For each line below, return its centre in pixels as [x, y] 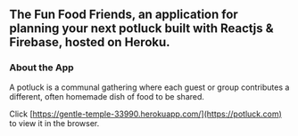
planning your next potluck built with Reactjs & [141, 29]
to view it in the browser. [54, 123]
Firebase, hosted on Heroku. [90, 42]
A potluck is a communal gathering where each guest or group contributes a [149, 87]
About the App [41, 68]
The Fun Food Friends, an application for [124, 15]
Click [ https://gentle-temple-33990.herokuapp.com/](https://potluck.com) [146, 114]
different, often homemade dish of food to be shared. [107, 96]
